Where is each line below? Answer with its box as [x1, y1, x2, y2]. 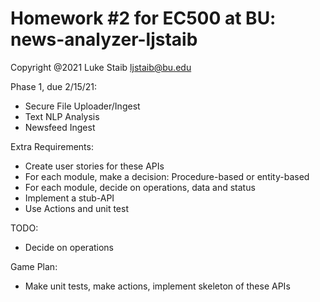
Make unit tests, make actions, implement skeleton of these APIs [24, 280, 291, 292]
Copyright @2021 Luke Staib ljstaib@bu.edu [10, 61, 192, 73]
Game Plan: [10, 260, 58, 272]
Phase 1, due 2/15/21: [10, 80, 98, 92]
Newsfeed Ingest [24, 121, 96, 133]
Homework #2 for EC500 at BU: [10, 7, 277, 30]
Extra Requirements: [10, 140, 94, 152]
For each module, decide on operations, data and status [24, 181, 256, 193]
